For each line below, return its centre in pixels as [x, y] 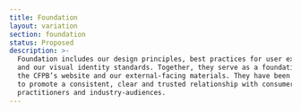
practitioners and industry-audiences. [92, 92]
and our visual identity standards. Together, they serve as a [138, 68]
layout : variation [43, 26]
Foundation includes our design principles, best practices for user [150, 59]
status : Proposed [42, 43]
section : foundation [48, 34]
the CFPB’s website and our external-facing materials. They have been [154, 76]
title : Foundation [43, 17]
